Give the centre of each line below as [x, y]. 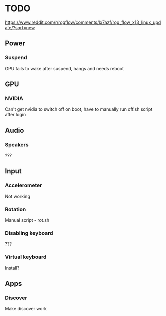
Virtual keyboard [26, 257]
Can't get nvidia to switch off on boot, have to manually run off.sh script [79, 109]
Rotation [16, 209]
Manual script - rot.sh [27, 220]
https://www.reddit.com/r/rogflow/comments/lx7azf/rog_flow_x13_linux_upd [83, 22]
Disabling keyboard [29, 233]
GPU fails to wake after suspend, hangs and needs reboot [64, 68]
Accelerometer [24, 185]
